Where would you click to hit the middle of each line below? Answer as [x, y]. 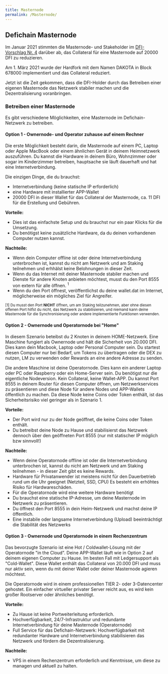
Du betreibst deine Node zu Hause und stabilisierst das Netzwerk [80, 430]
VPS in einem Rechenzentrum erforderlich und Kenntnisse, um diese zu [86, 660]
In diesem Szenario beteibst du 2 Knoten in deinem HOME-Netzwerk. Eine [82, 336]
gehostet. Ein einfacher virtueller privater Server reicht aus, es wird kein [79, 589]
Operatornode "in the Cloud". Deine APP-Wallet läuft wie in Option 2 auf [79, 553]
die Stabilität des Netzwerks [42, 524]
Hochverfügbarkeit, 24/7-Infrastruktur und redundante [69, 619]
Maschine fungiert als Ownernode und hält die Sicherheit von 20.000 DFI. [81, 342]
